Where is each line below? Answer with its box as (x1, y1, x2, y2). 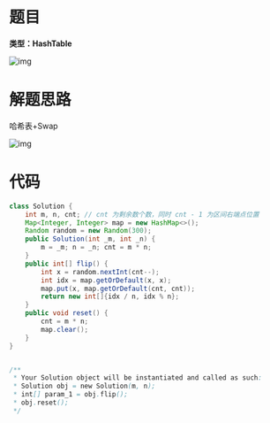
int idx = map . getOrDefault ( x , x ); (41, 275, 172, 285)
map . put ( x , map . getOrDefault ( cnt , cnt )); (41, 284, 196, 293)
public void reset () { (25, 309, 109, 318)
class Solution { (9, 202, 73, 211)
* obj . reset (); (12, 398, 69, 407)
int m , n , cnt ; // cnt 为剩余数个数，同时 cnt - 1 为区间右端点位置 (25, 210, 259, 219)
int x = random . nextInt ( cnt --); (41, 267, 161, 276)
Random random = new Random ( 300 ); (25, 227, 152, 235)
